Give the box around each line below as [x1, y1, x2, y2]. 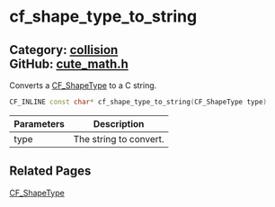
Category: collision [9, 42, 119, 58]
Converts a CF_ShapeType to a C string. [9, 80, 157, 91]
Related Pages [9, 164, 92, 179]
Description [93, 117, 145, 130]
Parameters [13, 117, 65, 130]
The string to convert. [73, 132, 164, 145]
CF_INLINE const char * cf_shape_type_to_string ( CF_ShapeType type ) [9, 97, 268, 106]
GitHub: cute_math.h [9, 56, 129, 71]
